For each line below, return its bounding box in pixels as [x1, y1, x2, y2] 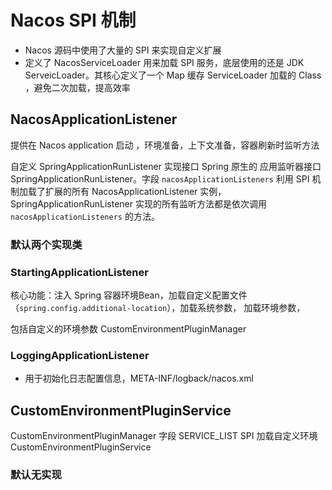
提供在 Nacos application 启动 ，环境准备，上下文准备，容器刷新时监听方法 [10, 139, 320, 151]
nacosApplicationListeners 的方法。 [10, 210, 160, 222]
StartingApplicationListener [10, 265, 149, 279]
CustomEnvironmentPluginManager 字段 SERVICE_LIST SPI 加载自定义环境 [10, 430, 318, 442]
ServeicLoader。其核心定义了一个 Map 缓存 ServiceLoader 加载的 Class [24, 69, 322, 81]
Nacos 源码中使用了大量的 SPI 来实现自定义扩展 [24, 44, 222, 56]
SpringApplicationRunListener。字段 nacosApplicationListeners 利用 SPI [10, 172, 310, 185]
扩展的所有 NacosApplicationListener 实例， [44, 185, 227, 197]
